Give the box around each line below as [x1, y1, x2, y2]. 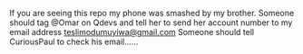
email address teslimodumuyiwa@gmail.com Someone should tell [9, 27, 255, 37]
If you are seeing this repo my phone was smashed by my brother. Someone [9, 8, 295, 18]
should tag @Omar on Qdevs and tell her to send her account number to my [9, 17, 293, 28]
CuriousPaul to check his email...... [9, 36, 139, 47]
